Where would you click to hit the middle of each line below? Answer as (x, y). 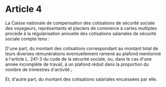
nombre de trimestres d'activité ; (39, 69)
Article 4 (24, 9)
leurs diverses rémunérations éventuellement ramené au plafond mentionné (83, 54)
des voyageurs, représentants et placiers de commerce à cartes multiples (81, 28)
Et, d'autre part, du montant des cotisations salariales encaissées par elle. (81, 79)
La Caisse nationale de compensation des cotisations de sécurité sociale (80, 23)
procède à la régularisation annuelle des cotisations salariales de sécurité (81, 33)
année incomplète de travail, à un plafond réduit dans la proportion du (77, 64)
